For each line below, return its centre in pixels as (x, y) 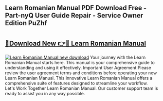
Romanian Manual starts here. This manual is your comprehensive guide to (80, 62)
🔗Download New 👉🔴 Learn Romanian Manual (76, 43)
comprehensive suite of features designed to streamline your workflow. (76, 83)
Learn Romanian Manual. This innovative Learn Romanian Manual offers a (79, 78)
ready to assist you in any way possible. (45, 93)
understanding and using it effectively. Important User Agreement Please (78, 68)
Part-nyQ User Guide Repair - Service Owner (74, 16)
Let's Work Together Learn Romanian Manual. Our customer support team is (81, 88)
